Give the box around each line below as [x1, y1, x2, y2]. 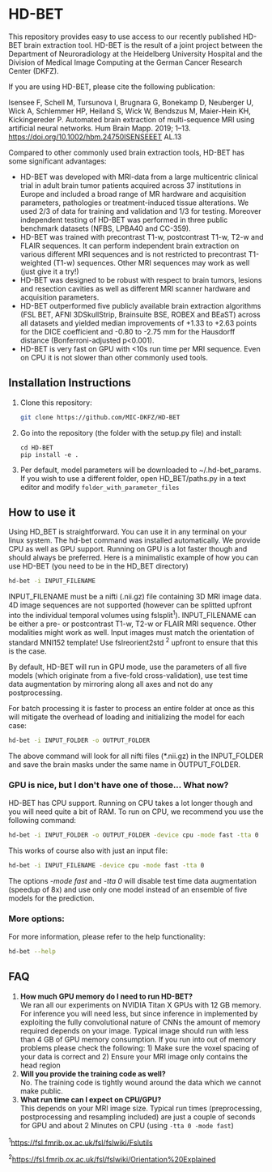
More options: [8, 913, 65, 924]
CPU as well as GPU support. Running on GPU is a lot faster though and [8, 544, 248, 554]
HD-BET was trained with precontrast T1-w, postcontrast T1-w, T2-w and [19, 232, 265, 241]
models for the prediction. [8, 893, 95, 903]
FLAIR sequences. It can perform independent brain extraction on [19, 241, 240, 250]
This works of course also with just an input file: [8, 846, 168, 855]
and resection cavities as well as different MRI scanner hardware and [19, 283, 251, 293]
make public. [19, 1086, 63, 1096]
